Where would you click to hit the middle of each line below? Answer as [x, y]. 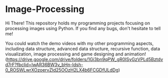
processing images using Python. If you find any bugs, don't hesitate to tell [83, 28]
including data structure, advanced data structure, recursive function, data [83, 48]
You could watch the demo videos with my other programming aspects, [79, 43]
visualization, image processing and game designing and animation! [76, 54]
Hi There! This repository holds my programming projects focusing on [78, 23]
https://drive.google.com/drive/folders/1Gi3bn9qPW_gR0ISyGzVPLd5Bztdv [85, 59]
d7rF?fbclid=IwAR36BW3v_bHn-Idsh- [44, 64]
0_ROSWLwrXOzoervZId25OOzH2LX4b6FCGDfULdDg [62, 70]
